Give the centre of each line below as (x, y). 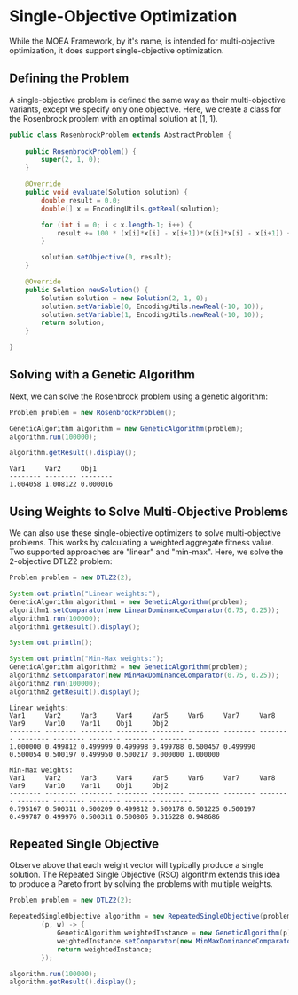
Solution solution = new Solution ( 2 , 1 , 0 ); (125, 298)
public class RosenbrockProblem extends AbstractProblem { (121, 135)
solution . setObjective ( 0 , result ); (107, 258)
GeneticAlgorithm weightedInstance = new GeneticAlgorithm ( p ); (176, 933)
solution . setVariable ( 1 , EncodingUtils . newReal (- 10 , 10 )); (153, 314)
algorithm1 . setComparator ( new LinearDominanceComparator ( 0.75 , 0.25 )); (144, 610)
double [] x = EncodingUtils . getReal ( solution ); (130, 209)
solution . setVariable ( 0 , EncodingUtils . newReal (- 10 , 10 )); (153, 306)
